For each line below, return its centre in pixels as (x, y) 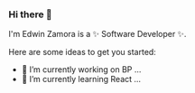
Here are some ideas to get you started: (83, 52)
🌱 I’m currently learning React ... (81, 79)
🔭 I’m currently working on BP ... (81, 70)
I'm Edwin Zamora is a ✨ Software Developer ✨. (97, 34)
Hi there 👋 (31, 14)
